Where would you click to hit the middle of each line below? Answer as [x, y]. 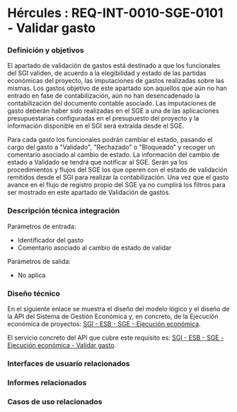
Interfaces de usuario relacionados [69, 363]
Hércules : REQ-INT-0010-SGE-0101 [115, 13]
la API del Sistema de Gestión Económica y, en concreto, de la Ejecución [113, 316]
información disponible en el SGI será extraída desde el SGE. [96, 126]
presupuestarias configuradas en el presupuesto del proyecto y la [103, 118]
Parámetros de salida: [39, 261]
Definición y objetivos [46, 50]
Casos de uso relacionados [55, 401]
